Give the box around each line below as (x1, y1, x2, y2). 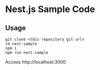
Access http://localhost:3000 (5, 59, 66, 65)
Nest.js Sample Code (5, 4, 95, 15)
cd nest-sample (5, 41, 37, 46)
